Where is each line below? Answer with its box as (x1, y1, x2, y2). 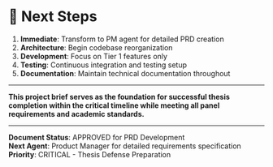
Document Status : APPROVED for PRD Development (8, 132, 185, 142)
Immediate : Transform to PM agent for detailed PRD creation (19, 34, 225, 44)
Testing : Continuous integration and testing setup (19, 60, 188, 70)
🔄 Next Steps (8, 7, 97, 26)
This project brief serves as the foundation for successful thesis (8, 92, 230, 101)
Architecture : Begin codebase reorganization (19, 42, 173, 52)
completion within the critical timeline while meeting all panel (8, 101, 220, 110)
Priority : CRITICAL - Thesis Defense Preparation (8, 149, 171, 159)
